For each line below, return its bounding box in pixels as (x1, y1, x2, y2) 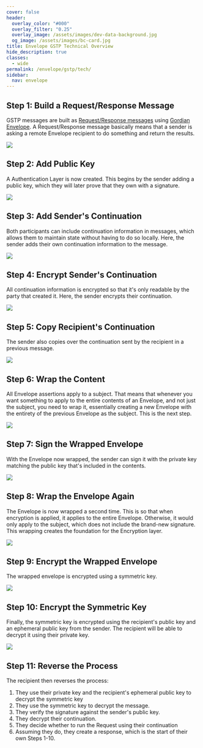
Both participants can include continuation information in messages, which (6, 227, 194, 235)
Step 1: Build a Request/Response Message (6, 100, 175, 111)
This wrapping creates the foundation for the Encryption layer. (6, 527, 163, 534)
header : (6, 15, 26, 21)
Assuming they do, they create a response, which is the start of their (15, 728, 188, 736)
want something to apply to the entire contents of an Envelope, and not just (6, 397, 196, 404)
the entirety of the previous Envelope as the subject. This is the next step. (6, 410, 192, 417)
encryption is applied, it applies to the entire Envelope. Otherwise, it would (6, 514, 194, 521)
